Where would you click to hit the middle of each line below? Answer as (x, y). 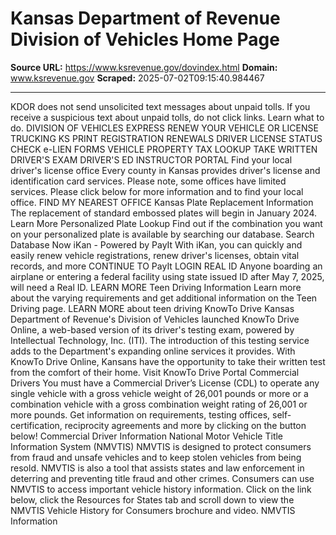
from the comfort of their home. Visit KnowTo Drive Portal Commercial (155, 372)
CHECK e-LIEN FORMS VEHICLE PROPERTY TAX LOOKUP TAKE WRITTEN (164, 149)
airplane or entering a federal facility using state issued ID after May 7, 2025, (167, 276)
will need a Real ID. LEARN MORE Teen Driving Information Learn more (156, 287)
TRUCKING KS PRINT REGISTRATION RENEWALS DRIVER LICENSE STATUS (166, 138)
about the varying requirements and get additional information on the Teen (164, 298)
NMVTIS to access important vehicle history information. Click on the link (161, 489)
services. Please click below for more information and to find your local (157, 191)
